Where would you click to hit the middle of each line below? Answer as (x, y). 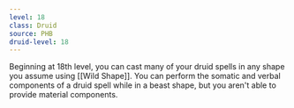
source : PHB (31, 33)
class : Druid (33, 25)
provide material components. (64, 95)
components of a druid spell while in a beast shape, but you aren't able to (143, 85)
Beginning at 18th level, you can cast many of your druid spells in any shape (147, 67)
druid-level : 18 (39, 42)
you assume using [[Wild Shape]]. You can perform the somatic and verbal (145, 76)
